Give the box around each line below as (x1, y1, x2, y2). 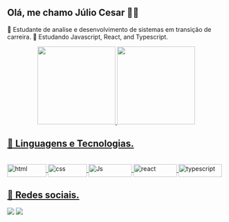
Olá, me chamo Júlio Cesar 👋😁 (7, 7, 140, 19)
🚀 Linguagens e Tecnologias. (7, 138, 134, 149)
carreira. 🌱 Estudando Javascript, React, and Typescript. (7, 33, 168, 41)
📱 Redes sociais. (7, 189, 80, 201)
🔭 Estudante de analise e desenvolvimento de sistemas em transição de (7, 25, 212, 33)
